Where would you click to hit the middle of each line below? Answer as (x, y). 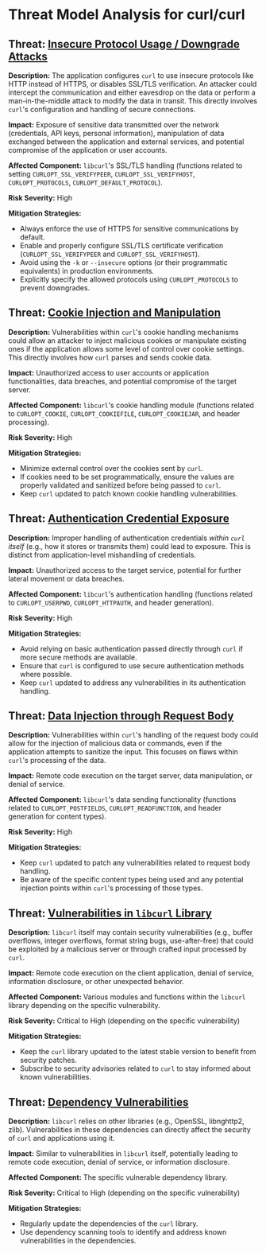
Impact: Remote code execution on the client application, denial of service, (131, 973)
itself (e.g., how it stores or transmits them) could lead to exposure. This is (130, 546)
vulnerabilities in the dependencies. (78, 1241)
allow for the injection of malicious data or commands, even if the (115, 743)
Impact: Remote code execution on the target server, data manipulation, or (130, 776)
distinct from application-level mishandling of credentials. (102, 555)
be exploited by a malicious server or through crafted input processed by (127, 949)
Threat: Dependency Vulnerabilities (98, 1102)
